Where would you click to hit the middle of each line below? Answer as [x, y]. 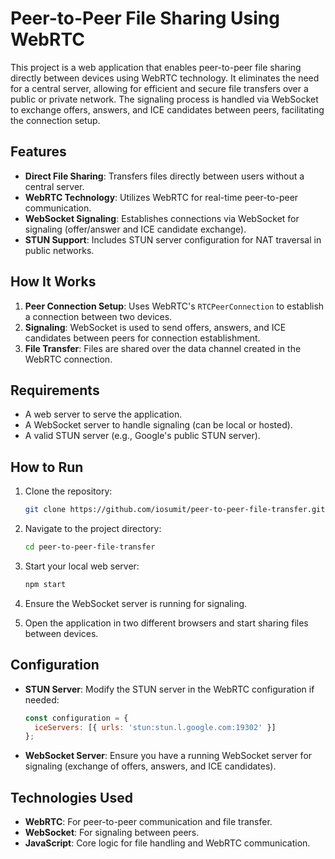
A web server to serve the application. [103, 414]
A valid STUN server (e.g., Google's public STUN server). [142, 436]
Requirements [55, 390]
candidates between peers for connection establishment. [142, 338]
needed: [42, 699]
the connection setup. [55, 120]
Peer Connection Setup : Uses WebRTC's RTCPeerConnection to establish [174, 306]
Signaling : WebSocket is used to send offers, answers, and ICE [155, 327]
